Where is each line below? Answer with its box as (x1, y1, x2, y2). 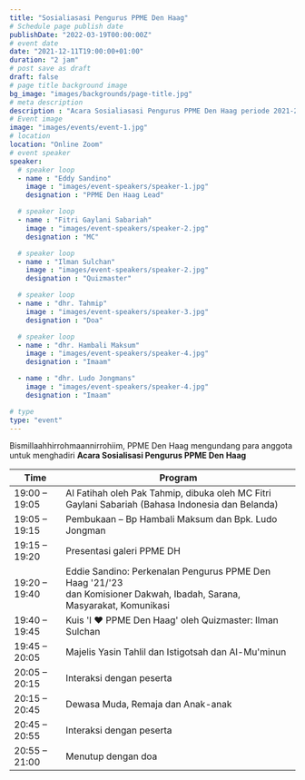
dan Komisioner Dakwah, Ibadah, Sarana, (65, 587, 241, 600)
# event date (9, 38, 59, 48)
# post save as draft (9, 64, 92, 74)
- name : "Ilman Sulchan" (17, 257, 116, 266)
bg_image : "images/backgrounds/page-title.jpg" (9, 89, 193, 98)
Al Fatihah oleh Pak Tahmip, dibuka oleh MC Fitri (65, 487, 271, 499)
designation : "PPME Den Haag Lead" (25, 191, 165, 200)
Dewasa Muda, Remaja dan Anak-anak (65, 698, 232, 711)
